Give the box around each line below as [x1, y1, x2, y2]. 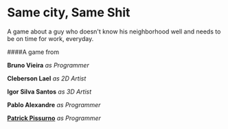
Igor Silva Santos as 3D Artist [7, 87, 92, 96]
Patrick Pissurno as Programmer [7, 114, 102, 122]
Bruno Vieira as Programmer [7, 61, 89, 69]
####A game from [7, 48, 60, 56]
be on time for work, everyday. [7, 34, 94, 42]
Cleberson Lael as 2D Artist [7, 74, 87, 83]
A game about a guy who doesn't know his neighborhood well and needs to [7, 27, 221, 35]
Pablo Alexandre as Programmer [7, 100, 101, 109]
